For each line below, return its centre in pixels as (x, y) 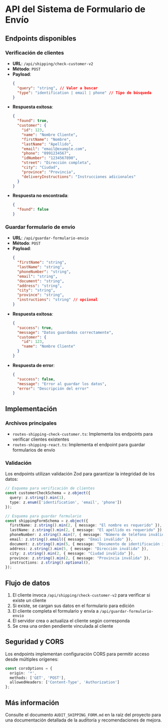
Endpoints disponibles (41, 38)
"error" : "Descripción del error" (53, 389)
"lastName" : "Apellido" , (47, 144)
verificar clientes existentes (41, 439)
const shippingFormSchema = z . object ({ (47, 521)
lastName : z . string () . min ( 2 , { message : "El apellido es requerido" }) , (87, 530)
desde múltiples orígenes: (32, 659)
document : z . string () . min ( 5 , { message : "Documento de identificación (85, 544)
